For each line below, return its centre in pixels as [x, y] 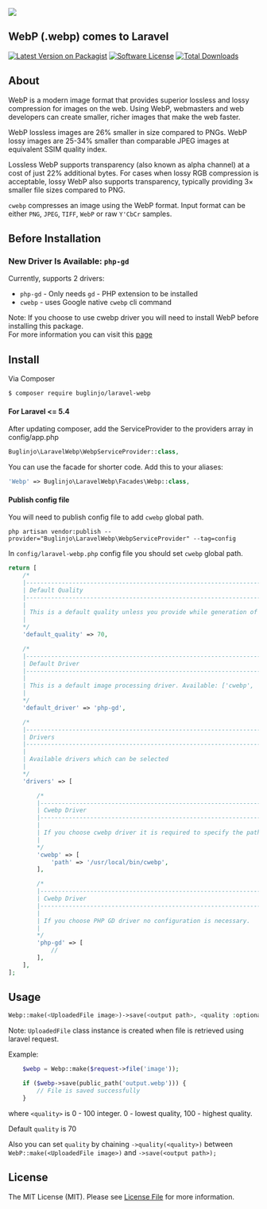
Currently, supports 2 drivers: [56, 279]
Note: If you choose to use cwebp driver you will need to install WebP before [133, 318]
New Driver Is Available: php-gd [69, 261]
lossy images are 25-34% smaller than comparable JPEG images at [119, 141]
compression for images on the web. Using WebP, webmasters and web [126, 108]
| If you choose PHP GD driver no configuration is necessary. [143, 921]
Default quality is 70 [43, 1129]
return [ [23, 568]
